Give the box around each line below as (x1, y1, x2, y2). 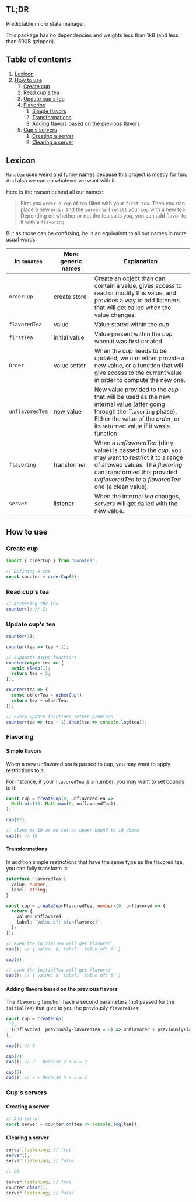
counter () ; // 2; (6, 606, 48, 612)
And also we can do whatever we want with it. (6, 177, 117, 184)
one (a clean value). (94, 483, 149, 491)
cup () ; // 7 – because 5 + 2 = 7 (6, 1074, 87, 1081)
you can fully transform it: (6, 865, 68, 872)
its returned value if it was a (94, 422, 170, 430)
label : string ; (11, 887, 48, 893)
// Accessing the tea (6, 601, 59, 607)
